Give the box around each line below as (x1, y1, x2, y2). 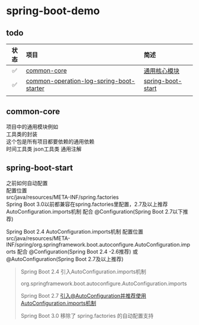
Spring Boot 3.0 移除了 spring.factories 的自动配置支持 (20, 312, 154, 319)
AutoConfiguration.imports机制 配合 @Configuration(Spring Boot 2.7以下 (6, 208, 184, 215)
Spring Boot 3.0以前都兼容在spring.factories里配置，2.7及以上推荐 (6, 200, 168, 208)
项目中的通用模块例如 (6, 123, 58, 130)
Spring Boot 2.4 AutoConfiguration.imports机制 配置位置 (6, 228, 143, 235)
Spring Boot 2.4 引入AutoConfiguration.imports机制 (20, 268, 146, 275)
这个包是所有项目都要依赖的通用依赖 (6, 138, 95, 145)
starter (25, 84, 44, 93)
